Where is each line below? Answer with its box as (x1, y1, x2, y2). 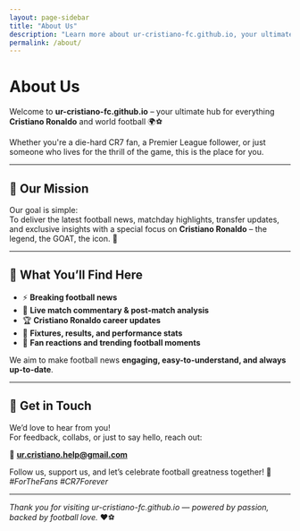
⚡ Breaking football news (21, 292, 118, 303)
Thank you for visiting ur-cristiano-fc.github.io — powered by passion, (9, 501, 270, 512)
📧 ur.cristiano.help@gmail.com (9, 449, 128, 459)
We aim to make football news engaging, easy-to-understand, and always (9, 355, 287, 365)
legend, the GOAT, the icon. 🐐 (9, 234, 118, 244)
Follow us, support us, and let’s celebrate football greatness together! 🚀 (9, 467, 272, 477)
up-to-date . (9, 364, 54, 374)
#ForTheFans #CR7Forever (9, 475, 109, 486)
